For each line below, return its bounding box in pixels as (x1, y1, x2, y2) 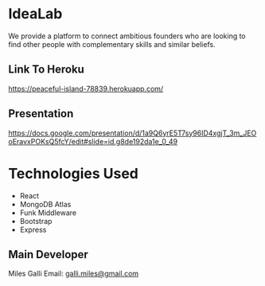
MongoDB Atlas (19, 199, 72, 209)
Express (19, 225, 47, 234)
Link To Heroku (8, 63, 85, 76)
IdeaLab (8, 5, 63, 23)
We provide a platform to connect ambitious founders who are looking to (8, 31, 247, 41)
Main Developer (8, 248, 89, 261)
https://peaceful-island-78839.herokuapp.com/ (8, 84, 164, 93)
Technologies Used (8, 164, 139, 182)
